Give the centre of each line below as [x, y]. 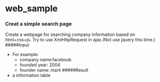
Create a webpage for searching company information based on [70, 34]
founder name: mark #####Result [54, 70]
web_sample [32, 9]
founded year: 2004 [40, 65]
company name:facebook [46, 60]
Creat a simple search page [39, 24]
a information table [31, 75]
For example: [25, 55]
